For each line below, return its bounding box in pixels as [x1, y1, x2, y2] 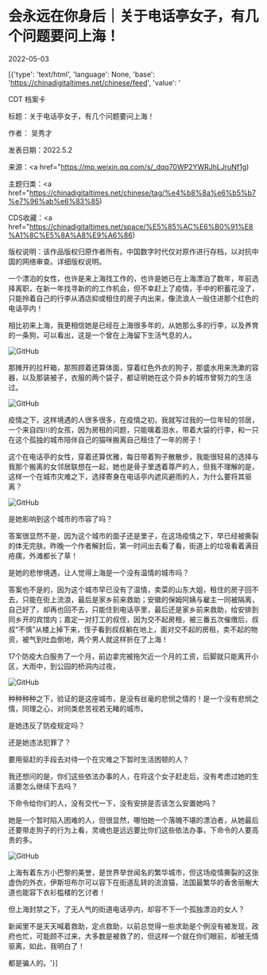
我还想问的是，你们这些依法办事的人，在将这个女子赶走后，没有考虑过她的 [8, 771, 252, 781]
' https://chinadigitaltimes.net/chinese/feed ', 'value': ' [8, 77, 181, 88]
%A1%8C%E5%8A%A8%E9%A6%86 [8, 230, 133, 240]
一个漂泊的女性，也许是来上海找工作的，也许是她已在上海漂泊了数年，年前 [8, 273, 252, 283]
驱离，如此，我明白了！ [8, 941, 85, 950]
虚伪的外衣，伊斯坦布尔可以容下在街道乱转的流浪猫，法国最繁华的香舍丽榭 [8, 877, 252, 887]
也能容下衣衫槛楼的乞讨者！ [14, 887, 106, 897]
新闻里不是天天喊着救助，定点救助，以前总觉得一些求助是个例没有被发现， [8, 921, 252, 930]
